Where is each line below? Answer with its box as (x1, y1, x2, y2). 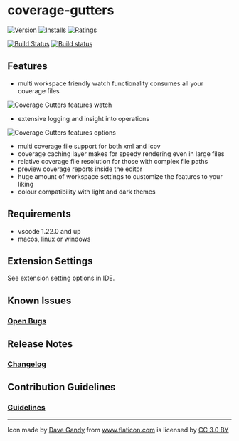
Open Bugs (7, 316, 47, 326)
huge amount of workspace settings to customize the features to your (17, 172, 223, 180)
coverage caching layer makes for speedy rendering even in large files (17, 149, 225, 158)
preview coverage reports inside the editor (17, 165, 143, 173)
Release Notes (7, 338, 73, 351)
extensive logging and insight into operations (17, 114, 150, 123)
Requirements (7, 208, 71, 220)
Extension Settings (7, 255, 93, 267)
